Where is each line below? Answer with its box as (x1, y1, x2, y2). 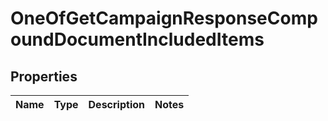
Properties (10, 68, 78, 85)
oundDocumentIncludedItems (10, 28, 265, 51)
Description (88, 98, 145, 111)
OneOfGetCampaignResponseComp (10, 7, 318, 30)
